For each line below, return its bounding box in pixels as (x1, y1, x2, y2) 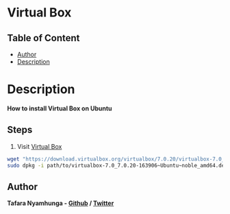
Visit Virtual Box (16, 142, 62, 150)
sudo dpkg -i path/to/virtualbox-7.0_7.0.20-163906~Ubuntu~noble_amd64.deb (7, 162, 228, 169)
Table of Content (7, 32, 80, 44)
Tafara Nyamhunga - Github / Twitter (7, 199, 114, 207)
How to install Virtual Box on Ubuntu (7, 104, 112, 112)
